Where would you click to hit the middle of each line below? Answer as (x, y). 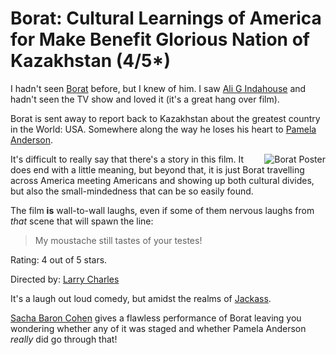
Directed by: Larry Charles (65, 279)
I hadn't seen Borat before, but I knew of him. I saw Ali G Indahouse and (158, 88)
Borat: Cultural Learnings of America (166, 18)
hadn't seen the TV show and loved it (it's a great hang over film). (145, 99)
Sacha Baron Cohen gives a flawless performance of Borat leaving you (156, 318)
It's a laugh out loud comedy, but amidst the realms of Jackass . (141, 298)
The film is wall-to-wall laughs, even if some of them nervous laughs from (162, 210)
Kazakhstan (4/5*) (90, 61)
